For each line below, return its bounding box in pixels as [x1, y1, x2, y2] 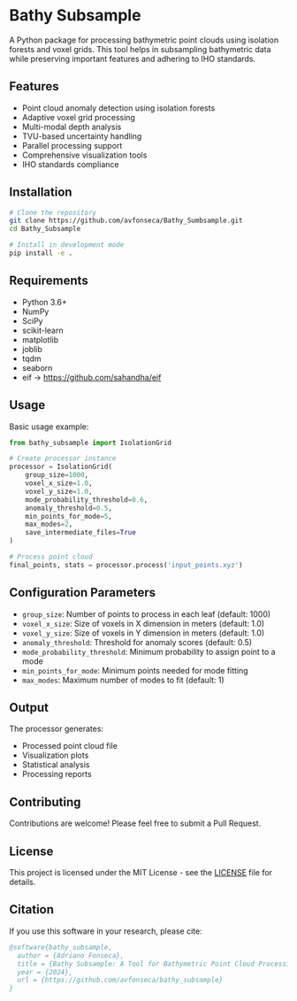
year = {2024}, [17, 967, 73, 976]
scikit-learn [21, 325, 64, 335]
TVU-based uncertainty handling [21, 130, 142, 142]
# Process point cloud [9, 552, 93, 562]
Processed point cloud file [21, 741, 118, 751]
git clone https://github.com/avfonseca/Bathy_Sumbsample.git [9, 216, 243, 226]
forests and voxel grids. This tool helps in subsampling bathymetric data [9, 43, 271, 54]
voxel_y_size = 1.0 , [25, 487, 93, 496]
